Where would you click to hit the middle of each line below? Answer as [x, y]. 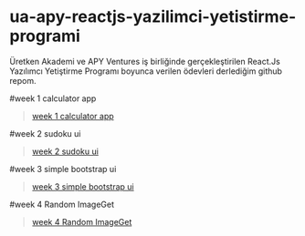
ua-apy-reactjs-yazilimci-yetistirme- [153, 17]
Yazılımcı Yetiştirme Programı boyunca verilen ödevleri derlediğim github [146, 71]
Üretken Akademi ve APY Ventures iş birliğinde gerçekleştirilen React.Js [145, 61]
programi [45, 36]
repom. [23, 80]
